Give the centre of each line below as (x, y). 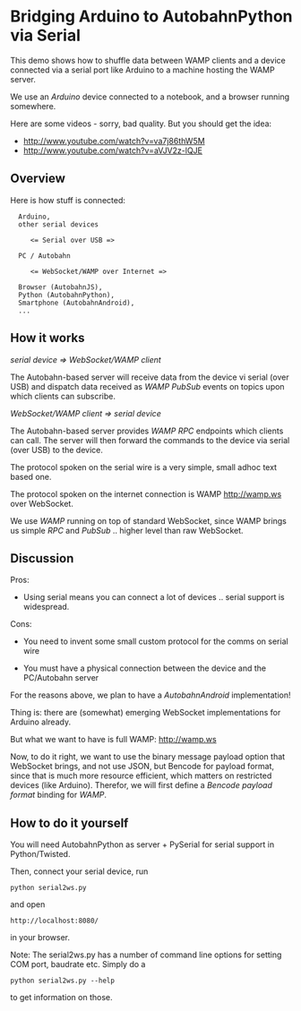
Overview (38, 179)
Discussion (42, 558)
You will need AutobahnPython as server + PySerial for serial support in (142, 844)
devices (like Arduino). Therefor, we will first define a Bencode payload (141, 785)
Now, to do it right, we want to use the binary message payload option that (148, 757)
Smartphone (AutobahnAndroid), (77, 303)
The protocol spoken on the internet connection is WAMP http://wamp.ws (146, 493)
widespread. (46, 607)
